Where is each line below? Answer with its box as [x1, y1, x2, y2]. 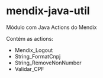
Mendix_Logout [14, 46, 53, 54]
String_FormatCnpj [14, 53, 61, 60]
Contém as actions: [6, 35, 53, 42]
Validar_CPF [14, 65, 44, 72]
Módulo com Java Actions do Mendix [6, 24, 97, 31]
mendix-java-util [6, 4, 90, 18]
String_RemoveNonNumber [14, 59, 82, 66]
